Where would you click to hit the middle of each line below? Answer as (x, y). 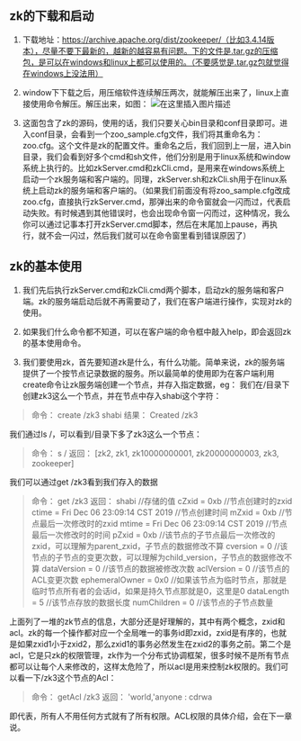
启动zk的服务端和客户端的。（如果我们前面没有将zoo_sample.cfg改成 (164, 190)
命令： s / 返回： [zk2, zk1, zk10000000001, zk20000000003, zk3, (155, 453)
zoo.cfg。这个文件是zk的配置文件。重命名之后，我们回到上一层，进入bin (157, 145)
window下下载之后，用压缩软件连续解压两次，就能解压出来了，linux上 (152, 92)
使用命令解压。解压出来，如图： (89, 104)
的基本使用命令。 (54, 343)
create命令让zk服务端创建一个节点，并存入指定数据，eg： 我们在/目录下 (156, 384)
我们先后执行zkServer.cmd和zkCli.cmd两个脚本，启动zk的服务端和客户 (153, 290)
